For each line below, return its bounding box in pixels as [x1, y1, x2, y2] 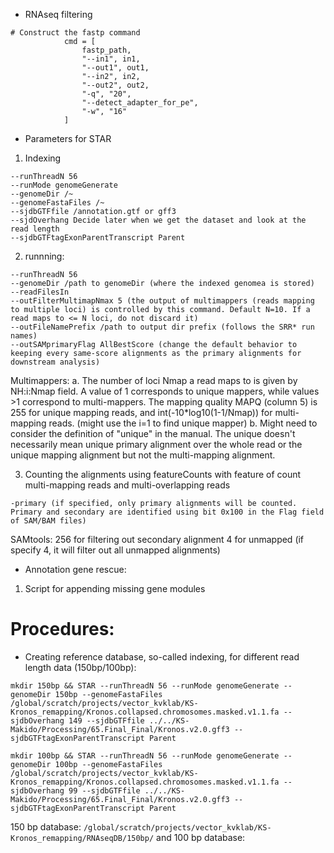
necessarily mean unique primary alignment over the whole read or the [10, 439, 303, 450]
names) [10, 331, 38, 341]
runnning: [24, 250, 65, 262]
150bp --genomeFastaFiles [54, 689, 163, 699]
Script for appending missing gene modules [24, 583, 206, 594]
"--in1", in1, [81, 54, 141, 64]
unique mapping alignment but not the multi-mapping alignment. [10, 449, 276, 461]
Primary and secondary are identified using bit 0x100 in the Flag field [10, 507, 325, 517]
